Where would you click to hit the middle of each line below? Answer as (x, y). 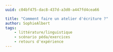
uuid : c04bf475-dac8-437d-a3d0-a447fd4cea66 (52, 10)
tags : (11, 28)
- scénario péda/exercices (42, 37)
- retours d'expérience (39, 42)
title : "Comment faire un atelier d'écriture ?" (57, 19)
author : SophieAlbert (28, 23)
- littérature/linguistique (43, 33)
